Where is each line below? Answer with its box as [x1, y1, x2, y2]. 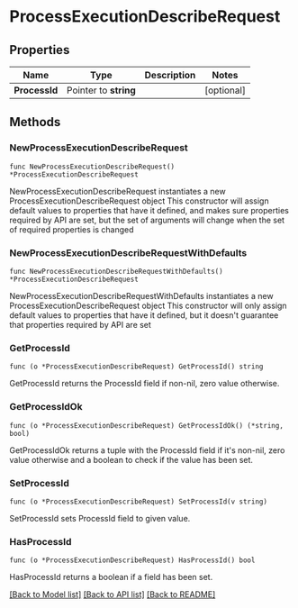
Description [144, 69, 196, 81]
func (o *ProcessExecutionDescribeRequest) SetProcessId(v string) [9, 497, 268, 506]
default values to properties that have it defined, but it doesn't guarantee [9, 309, 279, 321]
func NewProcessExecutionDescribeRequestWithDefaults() [9, 267, 223, 276]
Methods [9, 114, 61, 130]
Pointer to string [66, 84, 137, 96]
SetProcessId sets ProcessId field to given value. [9, 513, 191, 523]
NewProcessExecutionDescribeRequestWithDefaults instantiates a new [9, 290, 274, 301]
